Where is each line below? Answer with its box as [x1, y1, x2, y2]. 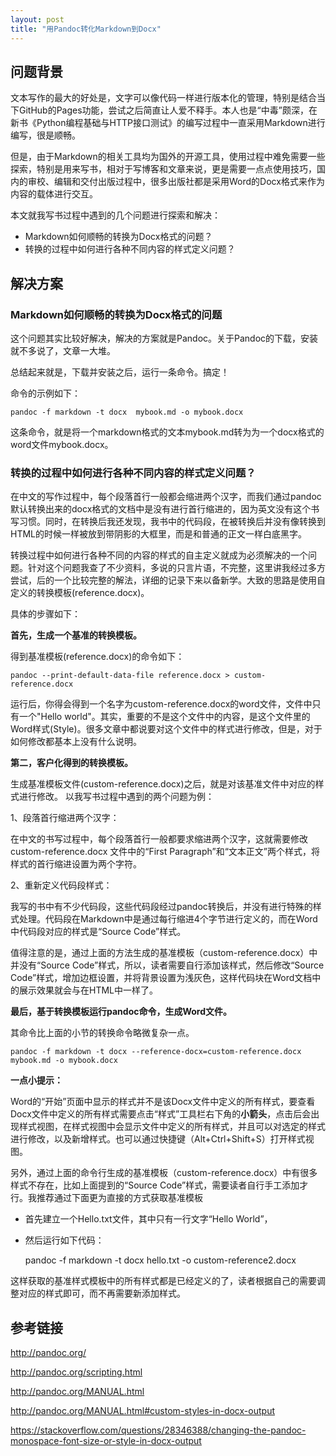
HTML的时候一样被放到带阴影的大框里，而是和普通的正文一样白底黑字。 [10, 528, 308, 540]
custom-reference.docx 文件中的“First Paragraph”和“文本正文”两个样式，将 [10, 846, 320, 858]
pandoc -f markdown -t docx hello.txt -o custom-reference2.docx [24, 1254, 297, 1266]
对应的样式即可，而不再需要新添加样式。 [18, 1287, 186, 1300]
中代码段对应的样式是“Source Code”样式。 [10, 926, 187, 938]
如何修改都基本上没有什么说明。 [10, 736, 142, 748]
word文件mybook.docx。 [10, 439, 114, 450]
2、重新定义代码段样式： [10, 879, 113, 891]
